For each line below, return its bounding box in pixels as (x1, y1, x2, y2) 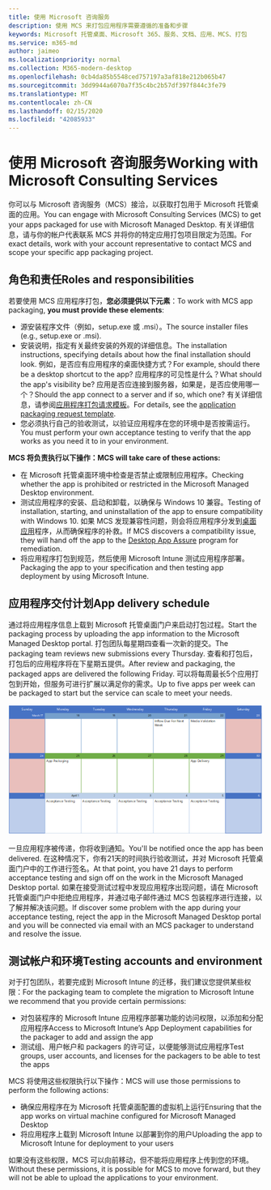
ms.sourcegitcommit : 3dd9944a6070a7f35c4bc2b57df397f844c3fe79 (8, 81, 227, 89)
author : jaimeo (8, 47, 60, 56)
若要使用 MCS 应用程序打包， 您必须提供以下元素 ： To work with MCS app (8, 295, 253, 305)
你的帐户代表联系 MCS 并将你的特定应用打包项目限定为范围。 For (36, 230, 252, 240)
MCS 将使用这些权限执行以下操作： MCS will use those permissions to (8, 1077, 241, 1086)
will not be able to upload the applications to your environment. (8, 1173, 218, 1183)
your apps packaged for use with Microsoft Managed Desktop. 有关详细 (8, 219, 248, 230)
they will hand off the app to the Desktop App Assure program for (19, 535, 239, 545)
